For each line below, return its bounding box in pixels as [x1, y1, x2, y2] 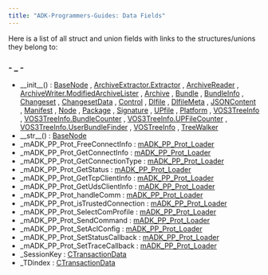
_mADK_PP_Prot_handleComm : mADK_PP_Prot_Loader [19, 190, 203, 199]
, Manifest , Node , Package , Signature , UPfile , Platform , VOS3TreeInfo [19, 105, 260, 115]
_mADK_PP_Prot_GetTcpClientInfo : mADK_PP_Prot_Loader [19, 173, 214, 183]
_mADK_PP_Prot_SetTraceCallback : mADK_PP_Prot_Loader [19, 241, 217, 250]
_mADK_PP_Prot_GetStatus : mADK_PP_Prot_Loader [19, 164, 191, 174]
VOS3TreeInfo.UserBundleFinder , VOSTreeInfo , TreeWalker [19, 122, 219, 132]
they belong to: [8, 41, 58, 52]
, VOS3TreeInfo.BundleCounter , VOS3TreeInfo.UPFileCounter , [19, 113, 227, 124]
